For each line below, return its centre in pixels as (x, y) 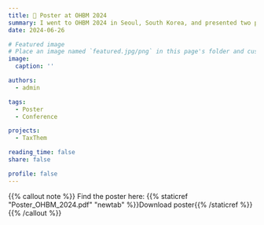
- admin (28, 87)
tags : (17, 102)
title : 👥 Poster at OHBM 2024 (58, 15)
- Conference (37, 116)
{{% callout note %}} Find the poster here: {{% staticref (98, 196)
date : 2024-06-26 (37, 30)
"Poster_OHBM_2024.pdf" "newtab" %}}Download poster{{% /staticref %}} (130, 205)
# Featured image (37, 44)
